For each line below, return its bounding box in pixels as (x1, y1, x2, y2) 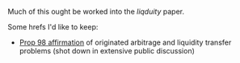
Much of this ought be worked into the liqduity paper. (7, 7, 185, 16)
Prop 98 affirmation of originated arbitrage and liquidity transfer (19, 37, 232, 47)
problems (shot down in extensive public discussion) (19, 46, 196, 55)
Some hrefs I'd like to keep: (7, 22, 99, 31)
